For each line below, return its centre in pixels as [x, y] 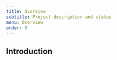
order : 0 [17, 28]
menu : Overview [25, 22]
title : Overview [26, 11]
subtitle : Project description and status [59, 17]
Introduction [29, 51]
